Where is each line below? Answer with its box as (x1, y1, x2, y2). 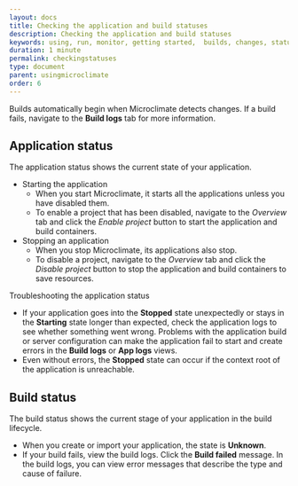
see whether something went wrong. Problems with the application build (21, 326, 286, 337)
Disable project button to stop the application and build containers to (35, 263, 286, 275)
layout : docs (9, 12, 58, 22)
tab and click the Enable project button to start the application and (35, 216, 278, 227)
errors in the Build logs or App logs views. (21, 345, 177, 356)
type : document (9, 63, 66, 72)
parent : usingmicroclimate (9, 71, 109, 80)
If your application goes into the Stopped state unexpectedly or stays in (21, 308, 285, 318)
